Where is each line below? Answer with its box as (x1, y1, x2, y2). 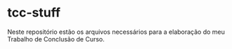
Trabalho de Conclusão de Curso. (7, 35, 105, 43)
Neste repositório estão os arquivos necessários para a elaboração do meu (7, 28, 225, 36)
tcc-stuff (7, 5, 61, 21)
